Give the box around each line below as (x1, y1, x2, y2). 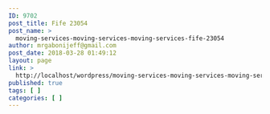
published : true (8, 79, 63, 87)
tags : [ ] (8, 86, 42, 95)
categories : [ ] (8, 94, 63, 102)
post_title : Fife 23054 (8, 19, 88, 27)
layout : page (8, 57, 52, 65)
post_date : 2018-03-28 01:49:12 (8, 49, 117, 57)
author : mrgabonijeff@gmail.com (8, 42, 117, 50)
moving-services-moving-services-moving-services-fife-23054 (15, 34, 225, 43)
